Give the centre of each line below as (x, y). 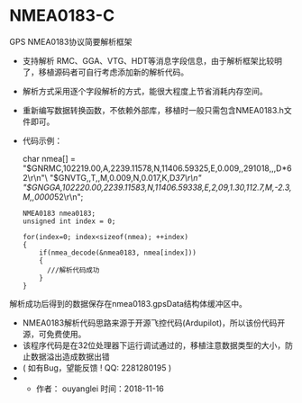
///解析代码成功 (73, 270)
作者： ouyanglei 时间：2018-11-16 (100, 389)
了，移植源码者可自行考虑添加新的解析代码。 (105, 72)
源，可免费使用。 (54, 334)
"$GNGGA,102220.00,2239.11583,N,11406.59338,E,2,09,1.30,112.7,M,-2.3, (157, 187)
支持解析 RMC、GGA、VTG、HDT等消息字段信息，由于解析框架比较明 (152, 60)
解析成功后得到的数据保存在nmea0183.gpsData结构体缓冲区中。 (128, 303)
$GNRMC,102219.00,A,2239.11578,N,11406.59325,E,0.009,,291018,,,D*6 (159, 168)
